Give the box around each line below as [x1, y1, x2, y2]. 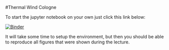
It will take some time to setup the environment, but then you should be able [5, 34, 164, 39]
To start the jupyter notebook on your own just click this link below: [5, 14, 146, 20]
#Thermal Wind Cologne [5, 5, 57, 10]
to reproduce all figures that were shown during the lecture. [5, 39, 130, 45]
